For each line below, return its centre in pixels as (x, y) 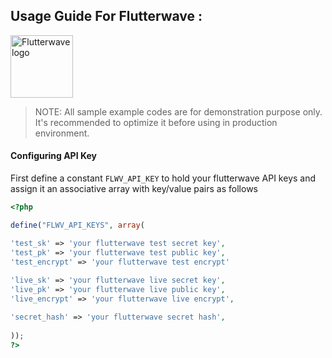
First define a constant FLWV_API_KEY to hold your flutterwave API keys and (163, 178)
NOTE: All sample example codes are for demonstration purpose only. (178, 111)
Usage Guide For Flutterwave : (106, 16)
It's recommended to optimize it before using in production (156, 122)
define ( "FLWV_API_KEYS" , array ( (77, 225)
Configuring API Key (53, 156)
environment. (62, 133)
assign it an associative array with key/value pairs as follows (134, 189)
